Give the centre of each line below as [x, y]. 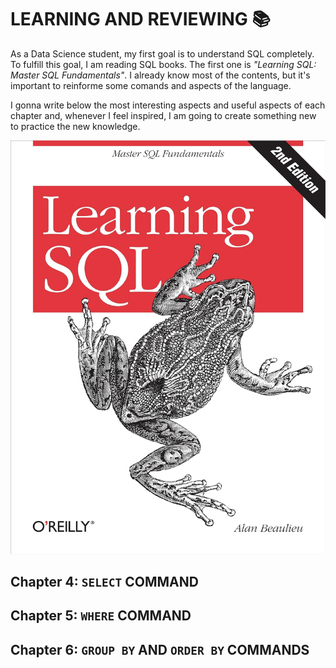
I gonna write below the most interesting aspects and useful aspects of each [168, 105]
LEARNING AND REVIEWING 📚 [140, 19]
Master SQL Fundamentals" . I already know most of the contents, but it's [160, 75]
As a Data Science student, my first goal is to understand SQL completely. [162, 53]
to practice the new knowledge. [75, 126]
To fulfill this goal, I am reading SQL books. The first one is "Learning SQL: [163, 64]
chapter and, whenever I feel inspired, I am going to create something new [163, 115]
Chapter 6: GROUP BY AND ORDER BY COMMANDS [160, 649]
